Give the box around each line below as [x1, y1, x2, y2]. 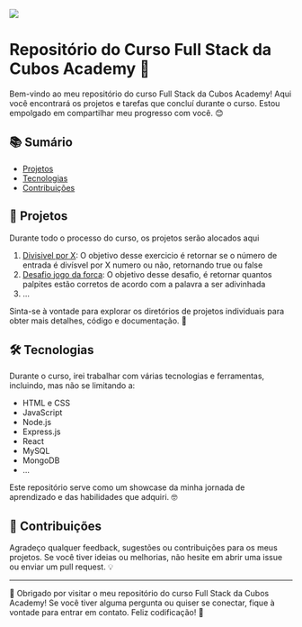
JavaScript [22, 407, 63, 418]
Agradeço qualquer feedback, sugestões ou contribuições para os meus [9, 542, 279, 553]
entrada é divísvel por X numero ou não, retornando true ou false [22, 259, 263, 270]
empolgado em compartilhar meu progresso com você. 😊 [9, 107, 224, 118]
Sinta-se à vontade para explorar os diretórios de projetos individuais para [9, 305, 285, 316]
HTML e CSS [22, 397, 71, 409]
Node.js [22, 417, 52, 428]
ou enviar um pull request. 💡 [9, 561, 114, 572]
